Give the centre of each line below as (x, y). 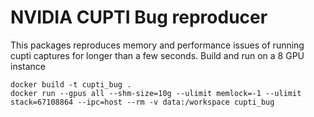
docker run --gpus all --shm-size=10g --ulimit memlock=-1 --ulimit (156, 93)
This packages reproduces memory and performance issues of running (157, 45)
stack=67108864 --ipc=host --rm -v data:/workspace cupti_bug (142, 102)
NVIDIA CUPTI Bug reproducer (139, 17)
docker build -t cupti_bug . (71, 84)
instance (28, 66)
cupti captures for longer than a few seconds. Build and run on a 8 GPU (157, 55)
